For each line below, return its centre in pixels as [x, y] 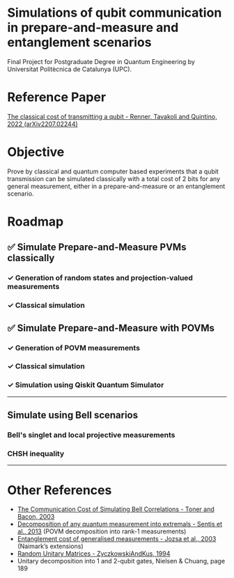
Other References [60, 490]
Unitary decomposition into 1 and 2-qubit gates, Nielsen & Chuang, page [121, 561]
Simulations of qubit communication [115, 13]
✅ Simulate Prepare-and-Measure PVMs [97, 248]
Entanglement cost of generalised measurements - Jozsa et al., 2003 [117, 539]
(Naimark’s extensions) [50, 546]
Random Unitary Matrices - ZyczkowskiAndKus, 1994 [94, 554]
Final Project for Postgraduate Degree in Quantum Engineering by [101, 61]
